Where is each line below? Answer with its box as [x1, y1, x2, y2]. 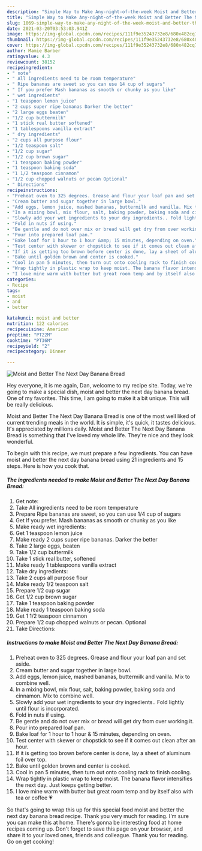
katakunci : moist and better [7, 315, 80, 321]
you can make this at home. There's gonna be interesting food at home [7, 819, 182, 826]
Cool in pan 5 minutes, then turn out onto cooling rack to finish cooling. [15, 769, 191, 776]
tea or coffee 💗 [15, 794, 53, 801]
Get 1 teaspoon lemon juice [15, 530, 83, 537]
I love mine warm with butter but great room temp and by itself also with [15, 788, 194, 795]
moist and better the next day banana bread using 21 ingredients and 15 [7, 456, 183, 464]
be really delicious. [7, 401, 53, 408]
